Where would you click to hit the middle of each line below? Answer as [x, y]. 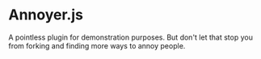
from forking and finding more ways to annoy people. [97, 45]
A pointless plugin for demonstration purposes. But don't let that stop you [130, 37]
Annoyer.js [46, 15]
